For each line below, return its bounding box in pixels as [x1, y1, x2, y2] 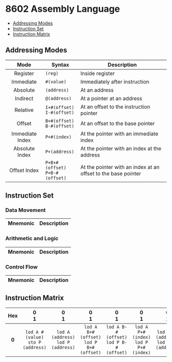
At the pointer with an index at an [80, 163, 160, 170]
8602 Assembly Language [5, 3, 120, 15]
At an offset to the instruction [80, 103, 150, 110]
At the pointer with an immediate [80, 130, 159, 137]
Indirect [14, 94, 33, 102]
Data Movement [5, 206, 46, 214]
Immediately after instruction [80, 78, 149, 85]
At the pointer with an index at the [80, 145, 162, 152]
